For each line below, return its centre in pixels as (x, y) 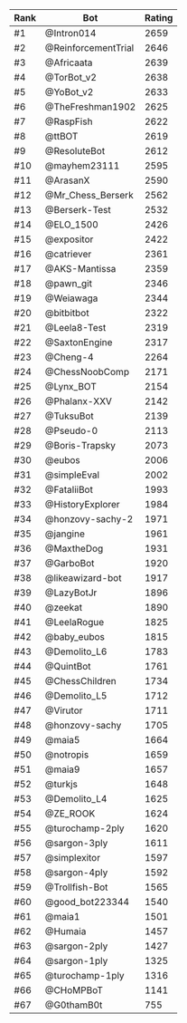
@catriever (68, 254)
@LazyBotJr (71, 593)
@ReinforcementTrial (89, 48)
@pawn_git (69, 283)
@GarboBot (70, 563)
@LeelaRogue (75, 622)
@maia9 (62, 769)
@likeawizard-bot (83, 578)
